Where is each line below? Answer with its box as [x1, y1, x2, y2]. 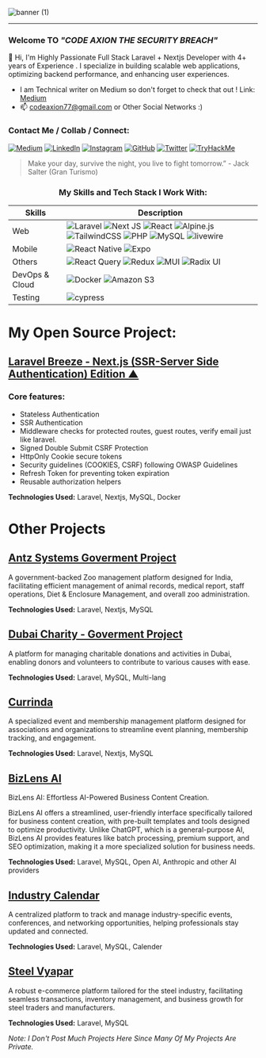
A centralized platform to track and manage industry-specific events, [8, 910, 233, 919]
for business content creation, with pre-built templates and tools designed [8, 817, 250, 826]
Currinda [8, 695, 54, 709]
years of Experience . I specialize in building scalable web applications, [8, 61, 240, 71]
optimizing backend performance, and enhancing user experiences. [8, 70, 230, 79]
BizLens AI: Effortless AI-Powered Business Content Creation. [8, 793, 210, 803]
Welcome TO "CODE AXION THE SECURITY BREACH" [8, 34, 218, 45]
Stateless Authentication [19, 409, 100, 419]
